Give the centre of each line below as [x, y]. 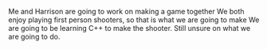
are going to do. [34, 36]
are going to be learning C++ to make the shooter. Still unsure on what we [130, 28]
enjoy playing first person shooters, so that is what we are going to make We [134, 20]
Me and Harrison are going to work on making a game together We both [126, 11]
